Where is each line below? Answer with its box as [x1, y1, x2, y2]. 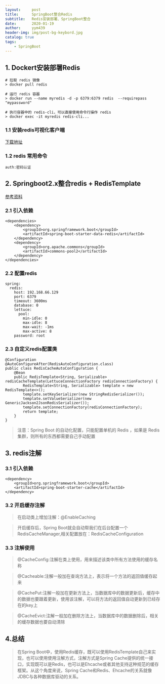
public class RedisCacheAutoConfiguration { [5, 366, 98, 371]
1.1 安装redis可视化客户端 [5, 127, 65, 133]
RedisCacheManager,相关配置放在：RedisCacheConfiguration [17, 531, 144, 537]
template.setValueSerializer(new [23, 396, 92, 401]
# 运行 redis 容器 [5, 92, 40, 97]
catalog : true [5, 35, 35, 40]
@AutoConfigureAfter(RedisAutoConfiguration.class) [5, 361, 114, 366]
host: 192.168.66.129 [14, 290, 58, 295]
